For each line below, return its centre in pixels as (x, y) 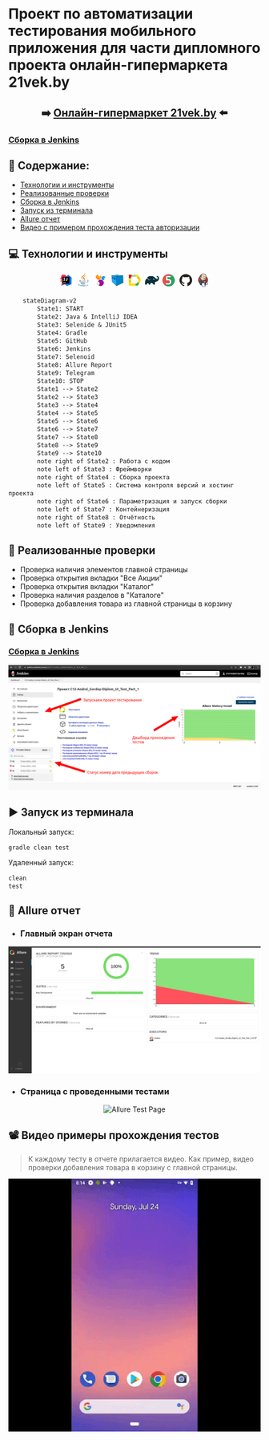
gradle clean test (39, 848)
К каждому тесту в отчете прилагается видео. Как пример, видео (141, 1159)
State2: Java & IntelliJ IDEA (87, 317)
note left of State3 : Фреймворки (94, 470)
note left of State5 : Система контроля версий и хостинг (136, 486)
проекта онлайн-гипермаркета (118, 65)
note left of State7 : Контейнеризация (104, 510)
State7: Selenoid (66, 357)
